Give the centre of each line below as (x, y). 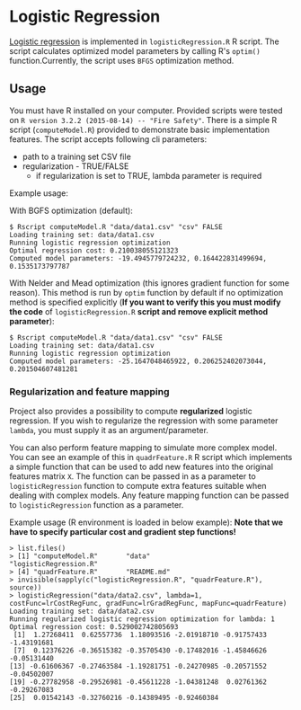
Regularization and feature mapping (89, 391)
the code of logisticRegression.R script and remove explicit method (139, 311)
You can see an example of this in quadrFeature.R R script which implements (151, 457)
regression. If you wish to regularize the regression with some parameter (144, 421)
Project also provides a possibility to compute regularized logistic (131, 412)
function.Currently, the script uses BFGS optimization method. (122, 60)
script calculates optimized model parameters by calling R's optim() (135, 50)
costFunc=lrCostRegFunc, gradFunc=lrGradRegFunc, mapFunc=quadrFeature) (148, 604)
